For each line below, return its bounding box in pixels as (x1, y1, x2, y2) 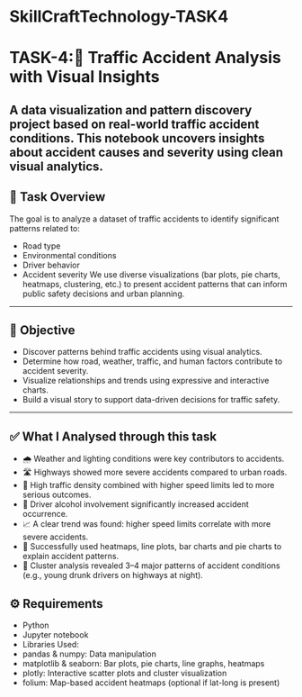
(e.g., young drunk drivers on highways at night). (22, 570, 204, 581)
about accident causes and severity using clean (9, 144, 284, 159)
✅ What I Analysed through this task (9, 429, 218, 444)
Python (22, 620, 49, 631)
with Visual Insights (9, 67, 160, 87)
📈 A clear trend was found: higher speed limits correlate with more (22, 519, 271, 530)
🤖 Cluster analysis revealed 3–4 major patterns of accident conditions (22, 560, 280, 571)
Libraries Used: (22, 639, 79, 650)
